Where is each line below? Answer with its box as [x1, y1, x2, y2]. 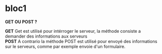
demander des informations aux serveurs [5, 33, 87, 39]
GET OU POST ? [5, 19, 37, 25]
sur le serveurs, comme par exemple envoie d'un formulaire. [5, 43, 126, 49]
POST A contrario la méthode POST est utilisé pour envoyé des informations [5, 38, 158, 44]
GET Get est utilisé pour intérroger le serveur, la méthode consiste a [5, 28, 141, 34]
